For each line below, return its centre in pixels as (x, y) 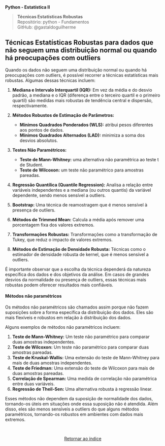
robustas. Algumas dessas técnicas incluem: (50, 80)
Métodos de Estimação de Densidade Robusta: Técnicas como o (79, 249)
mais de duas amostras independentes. (52, 363)
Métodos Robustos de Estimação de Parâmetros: (63, 115)
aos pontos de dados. (42, 130)
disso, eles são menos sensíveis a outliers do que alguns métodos (72, 409)
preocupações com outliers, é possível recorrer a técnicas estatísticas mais (82, 75)
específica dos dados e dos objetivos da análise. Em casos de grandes (77, 274)
